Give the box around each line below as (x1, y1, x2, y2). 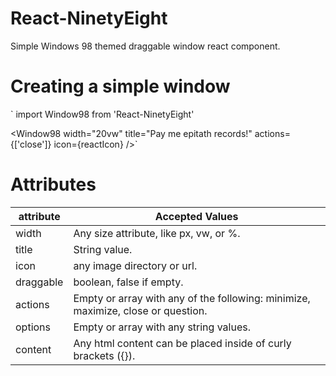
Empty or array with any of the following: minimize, (73, 291, 311, 305)
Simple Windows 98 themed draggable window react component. (10, 40, 281, 52)
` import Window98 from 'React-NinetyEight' (10, 108, 195, 120)
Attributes (10, 173, 97, 196)
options (15, 320, 51, 334)
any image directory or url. (73, 258, 198, 272)
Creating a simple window (10, 75, 231, 98)
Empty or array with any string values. (73, 320, 251, 334)
